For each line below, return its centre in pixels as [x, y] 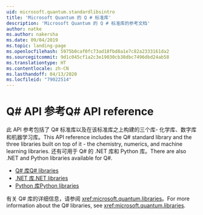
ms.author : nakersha [32, 35]
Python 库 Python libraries [47, 186]
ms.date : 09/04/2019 [32, 40]
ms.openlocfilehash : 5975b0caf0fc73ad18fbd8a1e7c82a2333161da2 [88, 52]
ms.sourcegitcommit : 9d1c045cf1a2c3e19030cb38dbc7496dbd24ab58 [88, 57]
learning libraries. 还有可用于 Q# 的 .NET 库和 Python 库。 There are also [96, 151]
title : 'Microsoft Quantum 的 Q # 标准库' [59, 18]
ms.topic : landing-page [36, 46]
